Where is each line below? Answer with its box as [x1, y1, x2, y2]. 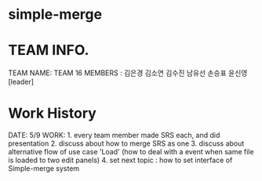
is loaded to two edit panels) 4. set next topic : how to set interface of [8, 155, 233, 165]
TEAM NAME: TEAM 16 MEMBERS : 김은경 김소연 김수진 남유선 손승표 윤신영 [8, 68, 248, 78]
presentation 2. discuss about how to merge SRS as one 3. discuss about [8, 139, 245, 148]
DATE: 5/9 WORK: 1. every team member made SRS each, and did [8, 131, 220, 140]
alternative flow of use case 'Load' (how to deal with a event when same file [8, 147, 254, 157]
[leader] [8, 77, 34, 87]
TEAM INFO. [8, 42, 89, 60]
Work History [8, 104, 96, 122]
